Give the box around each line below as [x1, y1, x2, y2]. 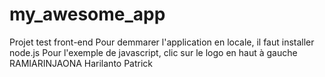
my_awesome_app [9, 3, 166, 26]
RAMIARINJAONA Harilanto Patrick [9, 57, 154, 69]
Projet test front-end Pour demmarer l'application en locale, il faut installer [9, 36, 315, 48]
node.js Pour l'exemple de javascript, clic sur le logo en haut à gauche [9, 46, 298, 58]
